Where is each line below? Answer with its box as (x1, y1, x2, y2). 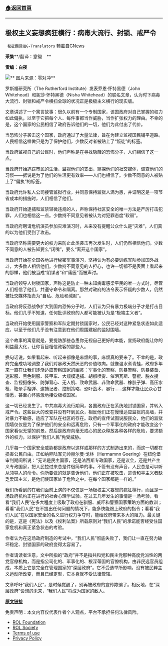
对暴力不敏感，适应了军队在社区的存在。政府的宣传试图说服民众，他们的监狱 (5, 415, 163, 421)
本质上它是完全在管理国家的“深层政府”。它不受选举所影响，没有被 (13, 565, 149, 571)
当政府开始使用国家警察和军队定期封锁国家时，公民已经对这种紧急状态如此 (5, 320, 158, 327)
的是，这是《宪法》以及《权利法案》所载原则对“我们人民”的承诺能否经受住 (5, 518, 158, 524)
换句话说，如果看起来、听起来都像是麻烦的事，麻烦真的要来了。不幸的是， (5, 354, 158, 360)
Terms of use (12, 630, 40, 636)
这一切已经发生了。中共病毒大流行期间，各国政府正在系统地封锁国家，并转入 (5, 403, 163, 409)
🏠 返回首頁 (5, 4, 32, 11)
